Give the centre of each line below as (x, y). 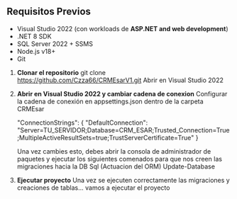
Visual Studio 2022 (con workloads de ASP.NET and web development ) (122, 28)
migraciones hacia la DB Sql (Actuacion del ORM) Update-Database (116, 166)
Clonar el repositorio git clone (61, 72)
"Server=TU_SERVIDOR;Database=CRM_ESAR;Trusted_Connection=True (123, 130)
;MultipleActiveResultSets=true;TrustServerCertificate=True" (105, 137)
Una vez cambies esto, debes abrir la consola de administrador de (114, 151)
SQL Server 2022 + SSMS (55, 44)
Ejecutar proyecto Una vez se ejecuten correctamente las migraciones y (123, 180)
